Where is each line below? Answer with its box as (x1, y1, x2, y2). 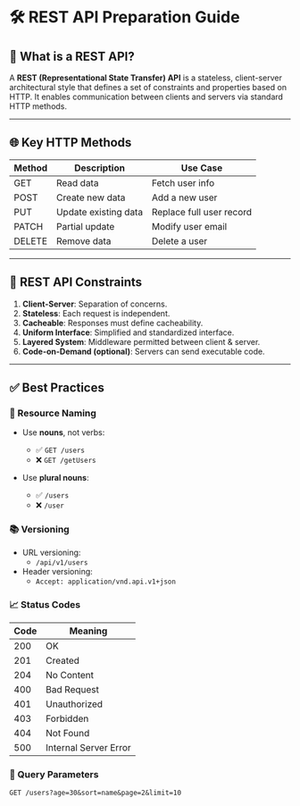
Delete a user (151, 234, 208, 247)
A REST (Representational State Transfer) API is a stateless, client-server (9, 72, 283, 83)
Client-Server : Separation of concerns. (21, 298, 168, 309)
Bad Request (46, 683, 100, 695)
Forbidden (46, 712, 89, 725)
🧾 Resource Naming (9, 407, 96, 419)
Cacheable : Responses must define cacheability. (21, 317, 204, 328)
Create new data (56, 191, 126, 204)
